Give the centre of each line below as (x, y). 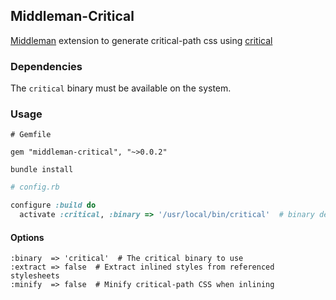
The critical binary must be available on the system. (121, 88)
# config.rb (35, 187)
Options (27, 237)
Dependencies (46, 66)
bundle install (42, 170)
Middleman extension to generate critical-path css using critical (141, 40)
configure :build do (53, 205)
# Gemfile (31, 135)
